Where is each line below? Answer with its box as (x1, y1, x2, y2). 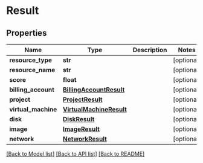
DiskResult (62, 115, 95, 123)
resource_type (9, 56, 53, 64)
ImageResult (62, 125, 100, 133)
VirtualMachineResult (62, 105, 127, 113)
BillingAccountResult (62, 85, 125, 94)
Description (132, 46, 167, 54)
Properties (6, 28, 47, 38)
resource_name (9, 66, 56, 74)
